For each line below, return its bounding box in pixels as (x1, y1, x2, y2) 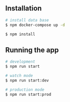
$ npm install (5, 32, 36, 37)
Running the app (5, 45, 59, 54)
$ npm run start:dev (5, 78, 50, 83)
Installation (5, 4, 42, 13)
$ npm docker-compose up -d (5, 22, 65, 28)
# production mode (5, 87, 44, 92)
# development (5, 59, 36, 64)
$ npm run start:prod (5, 92, 52, 97)
